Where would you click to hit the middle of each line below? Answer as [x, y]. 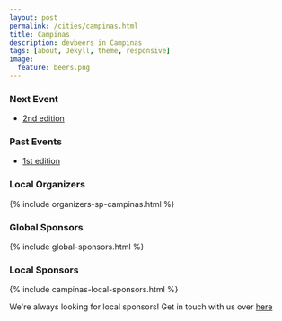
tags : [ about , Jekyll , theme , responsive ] [90, 51]
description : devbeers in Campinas [76, 43]
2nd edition [43, 118]
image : [22, 59]
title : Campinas [40, 34]
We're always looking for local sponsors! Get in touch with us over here [141, 307]
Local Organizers [47, 185]
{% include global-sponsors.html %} [77, 247]
